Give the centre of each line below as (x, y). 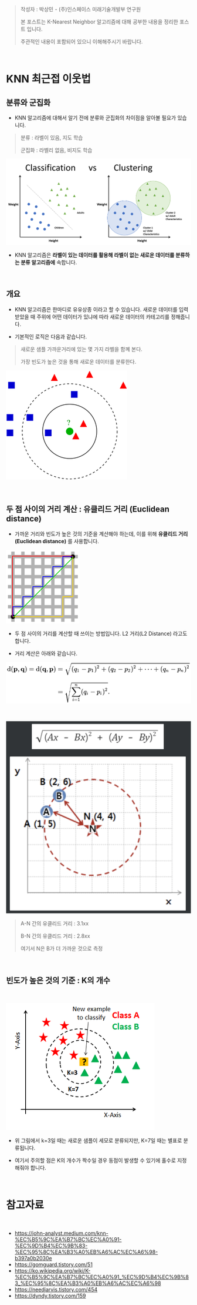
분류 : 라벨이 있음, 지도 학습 (52, 137)
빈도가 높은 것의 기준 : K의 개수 (58, 980)
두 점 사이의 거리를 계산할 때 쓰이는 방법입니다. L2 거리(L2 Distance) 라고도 (101, 633)
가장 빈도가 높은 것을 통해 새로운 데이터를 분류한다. (78, 361)
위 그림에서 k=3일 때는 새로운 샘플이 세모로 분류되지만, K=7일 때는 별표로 (98, 1141)
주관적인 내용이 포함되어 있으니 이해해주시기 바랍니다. (81, 41)
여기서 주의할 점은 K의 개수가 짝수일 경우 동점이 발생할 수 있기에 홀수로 (95, 1160)
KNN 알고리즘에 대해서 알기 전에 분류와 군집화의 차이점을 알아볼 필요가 (95, 118)
